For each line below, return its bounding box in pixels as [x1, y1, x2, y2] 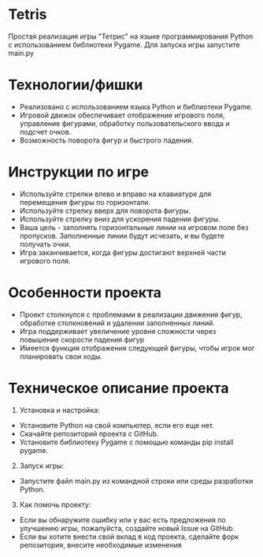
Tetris [8, 6, 47, 24]
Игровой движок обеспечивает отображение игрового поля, [19, 110, 226, 120]
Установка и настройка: [19, 405, 100, 414]
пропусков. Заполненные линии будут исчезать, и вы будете [19, 231, 224, 240]
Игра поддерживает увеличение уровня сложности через [19, 326, 217, 336]
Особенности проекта [8, 284, 162, 301]
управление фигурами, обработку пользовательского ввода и [19, 118, 230, 128]
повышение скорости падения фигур [19, 335, 145, 344]
